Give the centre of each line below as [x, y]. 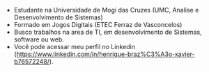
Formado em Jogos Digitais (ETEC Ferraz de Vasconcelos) [98, 25]
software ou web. [39, 39]
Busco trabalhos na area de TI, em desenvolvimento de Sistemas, [108, 32]
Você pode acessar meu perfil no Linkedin [75, 47]
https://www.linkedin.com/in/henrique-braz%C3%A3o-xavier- [106, 54]
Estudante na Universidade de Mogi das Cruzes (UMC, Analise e [106, 10]
